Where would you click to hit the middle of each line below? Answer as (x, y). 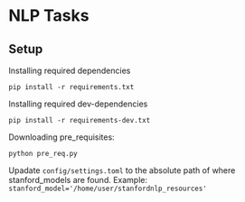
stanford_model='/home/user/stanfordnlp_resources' (108, 188)
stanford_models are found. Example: (78, 180)
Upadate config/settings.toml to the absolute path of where (122, 170)
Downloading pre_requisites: (61, 137)
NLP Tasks (49, 16)
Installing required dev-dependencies (78, 104)
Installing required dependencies (70, 70)
